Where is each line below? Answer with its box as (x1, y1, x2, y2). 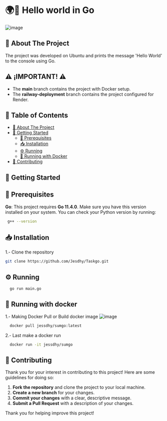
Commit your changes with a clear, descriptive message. (12, 395, 132, 401)
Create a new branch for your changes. (12, 390, 95, 396)
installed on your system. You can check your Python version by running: (5, 209, 156, 215)
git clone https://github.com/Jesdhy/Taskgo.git (5, 259, 109, 264)
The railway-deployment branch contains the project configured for (12, 91, 154, 97)
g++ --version (7, 219, 37, 224)
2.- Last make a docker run (5, 332, 61, 338)
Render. (12, 97, 29, 103)
